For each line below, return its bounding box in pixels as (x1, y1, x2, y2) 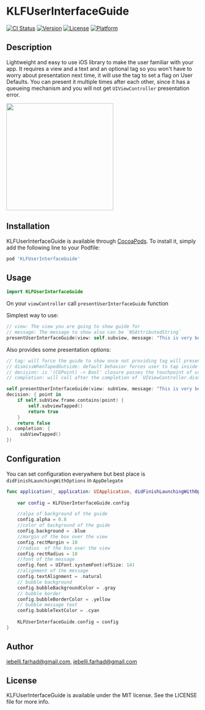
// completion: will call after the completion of (6, 375, 138, 381)
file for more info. (6, 698, 50, 706)
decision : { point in (6, 391, 62, 398)
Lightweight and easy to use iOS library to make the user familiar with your (6, 58, 194, 65)
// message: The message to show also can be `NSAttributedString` (6, 329, 182, 335)
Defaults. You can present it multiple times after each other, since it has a (6, 78, 190, 85)
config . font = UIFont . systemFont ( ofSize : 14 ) (17, 562, 135, 568)
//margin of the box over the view (17, 533, 108, 539)
